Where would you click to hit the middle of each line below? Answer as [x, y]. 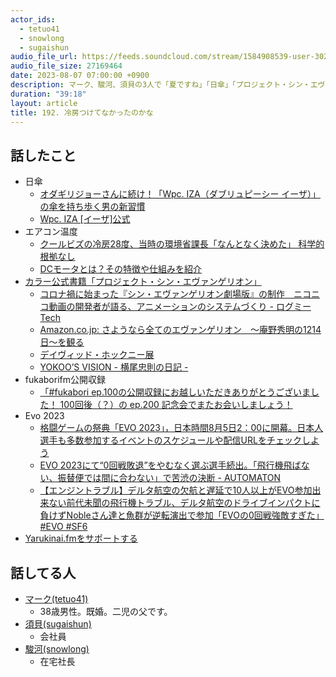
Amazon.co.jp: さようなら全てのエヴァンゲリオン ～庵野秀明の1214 [180, 330]
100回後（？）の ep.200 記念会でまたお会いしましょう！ [176, 405]
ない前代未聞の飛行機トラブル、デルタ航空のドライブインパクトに [184, 503]
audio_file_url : [44, 57]
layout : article [44, 103]
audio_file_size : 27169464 [66, 66]
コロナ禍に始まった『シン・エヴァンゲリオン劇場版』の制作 [162, 294]
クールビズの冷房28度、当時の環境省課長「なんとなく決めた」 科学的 [182, 244]
